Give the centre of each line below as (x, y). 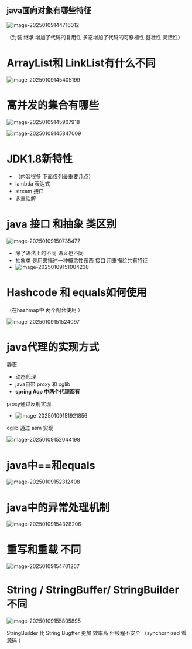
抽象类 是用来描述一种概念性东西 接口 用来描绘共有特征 (81, 260)
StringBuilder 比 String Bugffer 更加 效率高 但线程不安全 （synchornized (93, 633)
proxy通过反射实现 (29, 404)
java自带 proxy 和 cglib (43, 384)
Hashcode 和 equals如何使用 (77, 292)
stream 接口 (30, 191)
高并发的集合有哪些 (53, 105)
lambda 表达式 (32, 183)
